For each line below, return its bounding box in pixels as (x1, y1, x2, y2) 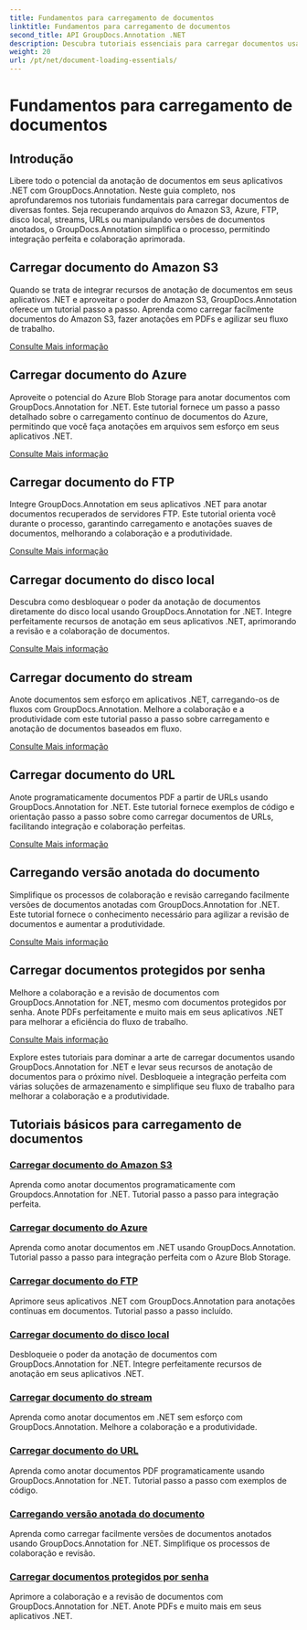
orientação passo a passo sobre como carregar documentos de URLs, (9, 811, 274, 822)
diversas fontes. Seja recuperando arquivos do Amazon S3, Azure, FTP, (9, 205, 279, 215)
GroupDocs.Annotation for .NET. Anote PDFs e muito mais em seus (9, 1601, 262, 1612)
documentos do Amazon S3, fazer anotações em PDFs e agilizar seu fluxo (9, 313, 289, 325)
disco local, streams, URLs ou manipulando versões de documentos (9, 214, 266, 225)
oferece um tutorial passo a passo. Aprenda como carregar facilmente (9, 304, 274, 314)
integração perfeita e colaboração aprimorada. (9, 234, 185, 244)
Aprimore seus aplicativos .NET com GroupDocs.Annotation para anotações (9, 1295, 295, 1306)
